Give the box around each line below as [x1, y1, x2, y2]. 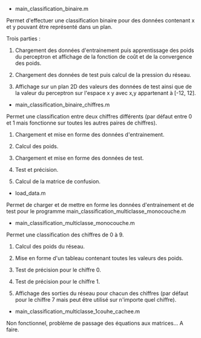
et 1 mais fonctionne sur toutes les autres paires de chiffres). [6, 119, 157, 126]
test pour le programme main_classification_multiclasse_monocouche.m [6, 208, 186, 215]
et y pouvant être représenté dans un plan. [6, 24, 113, 30]
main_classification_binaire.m [15, 5, 89, 12]
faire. [6, 326, 19, 333]
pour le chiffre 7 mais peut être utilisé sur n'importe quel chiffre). [15, 296, 177, 303]
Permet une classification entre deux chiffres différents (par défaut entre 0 [6, 113, 193, 120]
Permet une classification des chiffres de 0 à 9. [6, 231, 124, 238]
